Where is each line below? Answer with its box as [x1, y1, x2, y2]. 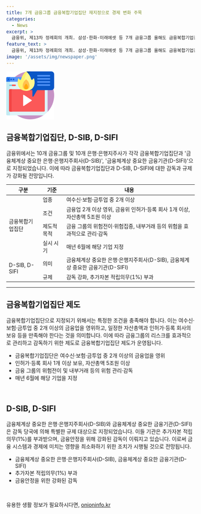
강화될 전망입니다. [12, 172, 54, 179]
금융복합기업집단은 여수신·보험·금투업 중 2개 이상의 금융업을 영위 [14, 352, 166, 359]
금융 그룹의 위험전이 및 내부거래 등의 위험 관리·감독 [14, 367, 133, 374]
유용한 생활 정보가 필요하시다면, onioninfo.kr [6, 501, 111, 508]
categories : [6, 16, 36, 22]
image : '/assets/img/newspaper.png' [6, 54, 98, 60]
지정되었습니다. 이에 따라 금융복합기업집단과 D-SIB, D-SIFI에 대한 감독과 [12, 165, 181, 172]
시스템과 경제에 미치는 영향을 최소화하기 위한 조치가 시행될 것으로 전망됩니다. [12, 443, 191, 450]
